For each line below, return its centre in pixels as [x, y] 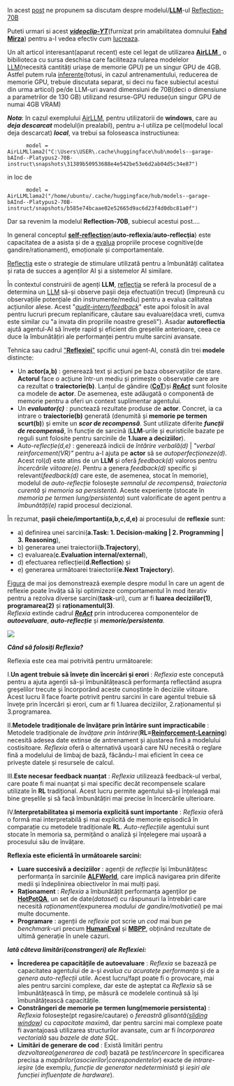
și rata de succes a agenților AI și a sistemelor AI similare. [90, 271]
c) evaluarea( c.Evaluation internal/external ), [82, 555]
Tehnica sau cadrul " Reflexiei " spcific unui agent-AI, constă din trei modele [116, 350]
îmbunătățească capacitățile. [59, 1000]
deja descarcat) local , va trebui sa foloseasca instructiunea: [94, 133]
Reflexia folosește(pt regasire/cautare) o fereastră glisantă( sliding [112, 1015]
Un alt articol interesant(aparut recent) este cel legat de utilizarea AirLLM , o [117, 52]
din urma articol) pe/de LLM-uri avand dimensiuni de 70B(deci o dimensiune [117, 89]
